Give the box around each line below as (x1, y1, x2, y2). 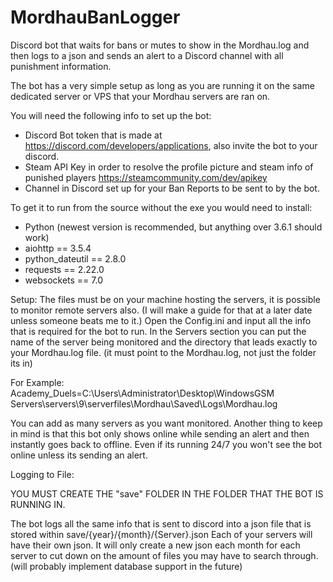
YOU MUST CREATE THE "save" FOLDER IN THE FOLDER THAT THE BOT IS (10, 487, 324, 500)
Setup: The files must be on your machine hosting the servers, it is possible (10, 293, 321, 305)
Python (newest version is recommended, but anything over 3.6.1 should (24, 221, 323, 233)
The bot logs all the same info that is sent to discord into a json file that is (10, 517, 312, 530)
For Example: (10, 376, 65, 388)
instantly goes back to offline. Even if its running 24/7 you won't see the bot (10, 438, 323, 450)
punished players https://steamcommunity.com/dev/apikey (24, 171, 268, 183)
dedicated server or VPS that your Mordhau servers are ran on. (10, 90, 271, 102)
